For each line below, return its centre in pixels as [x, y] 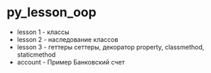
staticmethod [36, 55]
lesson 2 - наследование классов [67, 39]
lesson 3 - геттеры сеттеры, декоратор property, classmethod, [110, 47]
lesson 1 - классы [43, 32]
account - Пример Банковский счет [71, 62]
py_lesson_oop [52, 12]
